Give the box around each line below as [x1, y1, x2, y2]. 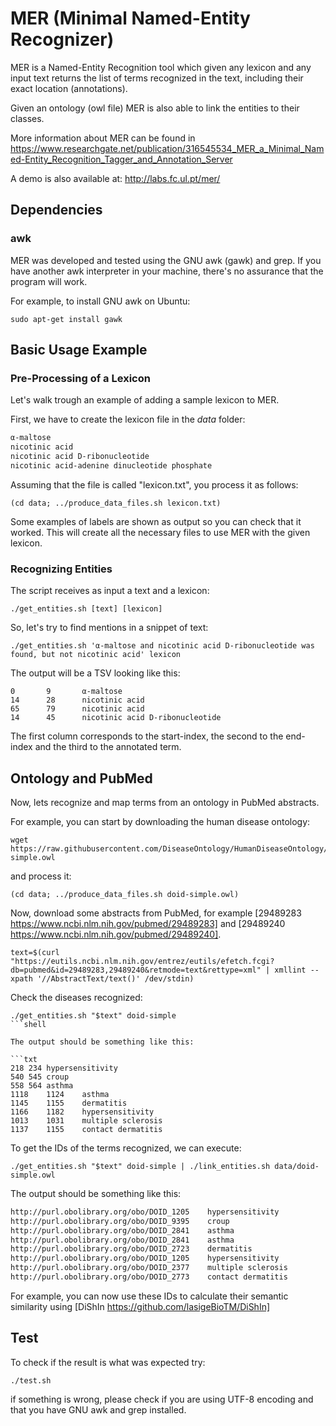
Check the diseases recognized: [10, 991, 143, 1003]
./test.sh [10, 1375, 52, 1386]
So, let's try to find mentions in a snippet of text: [10, 622, 209, 634]
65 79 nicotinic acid [10, 704, 145, 714]
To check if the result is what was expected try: [10, 1356, 206, 1368]
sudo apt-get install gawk [10, 314, 123, 324]
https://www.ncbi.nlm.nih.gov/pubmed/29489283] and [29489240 [10, 917, 286, 929]
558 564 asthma [10, 1080, 74, 1091]
